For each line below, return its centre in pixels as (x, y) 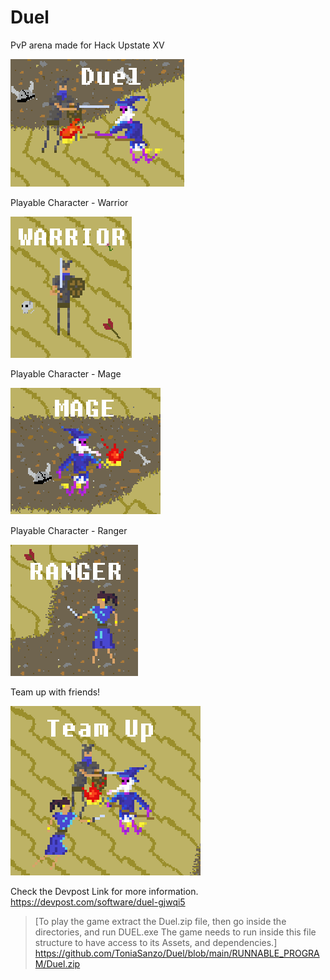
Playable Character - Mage (66, 373)
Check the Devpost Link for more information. (104, 891)
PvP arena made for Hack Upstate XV (87, 45)
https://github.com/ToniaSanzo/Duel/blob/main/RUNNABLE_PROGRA (177, 953)
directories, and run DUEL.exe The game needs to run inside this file (175, 932)
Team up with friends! (55, 692)
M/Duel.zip (57, 963)
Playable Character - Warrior (69, 202)
